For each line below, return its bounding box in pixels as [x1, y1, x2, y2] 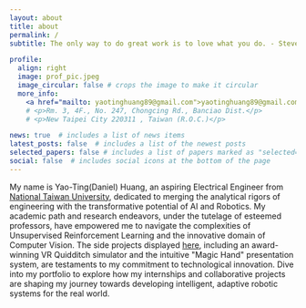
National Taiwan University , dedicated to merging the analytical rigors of [9, 190, 280, 201]
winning [9, 249, 39, 260]
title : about [9, 22, 59, 31]
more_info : [17, 88, 59, 98]
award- [251, 239, 280, 251]
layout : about [9, 13, 64, 23]
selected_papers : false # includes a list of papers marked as [9, 148, 255, 158]
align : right [17, 64, 67, 73]
